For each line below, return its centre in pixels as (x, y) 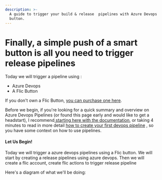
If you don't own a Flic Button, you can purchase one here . (64, 100)
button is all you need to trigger (69, 53)
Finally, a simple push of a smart (71, 42)
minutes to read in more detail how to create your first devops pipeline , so (79, 125)
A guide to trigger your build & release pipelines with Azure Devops (83, 14)
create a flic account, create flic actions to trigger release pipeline (71, 163)
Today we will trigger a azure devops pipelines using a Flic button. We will (79, 152)
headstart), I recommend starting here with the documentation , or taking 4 (79, 120)
